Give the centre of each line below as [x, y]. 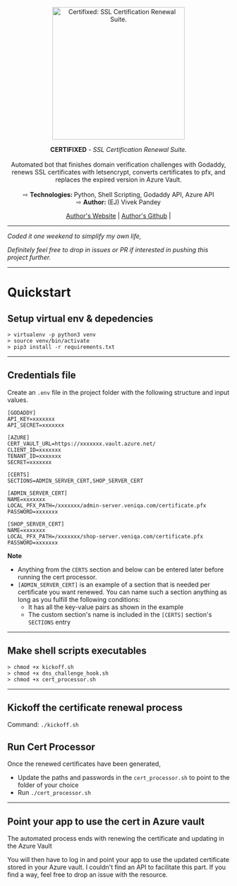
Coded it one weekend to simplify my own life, [74, 236]
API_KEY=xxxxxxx [31, 419]
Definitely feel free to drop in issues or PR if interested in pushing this [108, 250]
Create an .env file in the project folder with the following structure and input [119, 392]
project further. [29, 257]
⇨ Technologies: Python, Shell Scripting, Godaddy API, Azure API [119, 195]
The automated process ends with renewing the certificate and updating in [116, 839]
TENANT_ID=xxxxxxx [34, 456]
